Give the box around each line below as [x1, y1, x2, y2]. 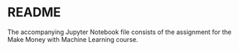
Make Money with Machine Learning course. [7, 35, 138, 43]
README [7, 4, 61, 21]
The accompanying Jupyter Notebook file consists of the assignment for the [7, 28, 232, 36]
